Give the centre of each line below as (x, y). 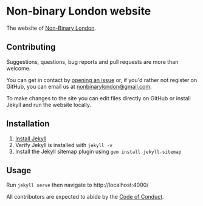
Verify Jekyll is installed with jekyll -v (64, 145)
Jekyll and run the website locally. (49, 105)
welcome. (19, 68)
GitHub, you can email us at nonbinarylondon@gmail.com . (79, 86)
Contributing (31, 47)
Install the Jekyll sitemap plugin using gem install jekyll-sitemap (98, 151)
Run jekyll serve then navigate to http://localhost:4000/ (77, 185)
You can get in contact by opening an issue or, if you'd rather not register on (102, 80)
